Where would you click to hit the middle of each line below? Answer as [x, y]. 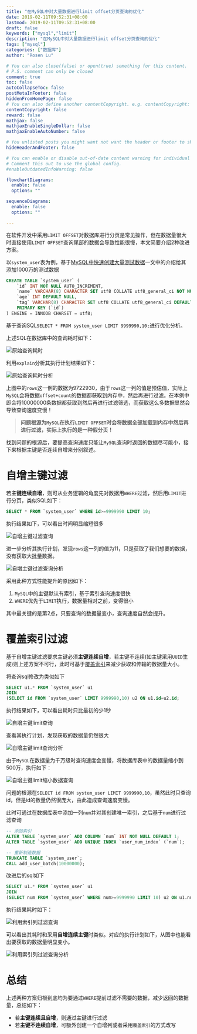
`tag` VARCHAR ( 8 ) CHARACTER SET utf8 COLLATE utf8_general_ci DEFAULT [105, 303]
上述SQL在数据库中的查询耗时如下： [50, 338]
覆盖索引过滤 [37, 639]
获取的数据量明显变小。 [45, 942]
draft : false [22, 28]
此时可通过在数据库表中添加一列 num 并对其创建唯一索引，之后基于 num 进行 [94, 813]
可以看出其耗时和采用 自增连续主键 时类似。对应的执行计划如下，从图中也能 [96, 935]
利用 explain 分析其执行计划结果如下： [51, 363]
